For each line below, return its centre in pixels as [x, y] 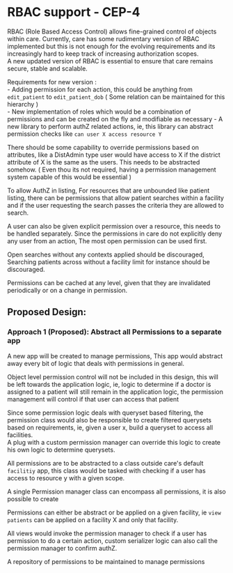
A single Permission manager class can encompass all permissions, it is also [116, 491]
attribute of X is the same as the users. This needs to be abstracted [104, 162]
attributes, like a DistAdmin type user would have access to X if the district [114, 155]
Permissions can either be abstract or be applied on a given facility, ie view [114, 512]
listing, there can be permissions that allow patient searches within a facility [116, 198]
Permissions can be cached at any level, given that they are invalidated [109, 282]
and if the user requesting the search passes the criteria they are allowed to [116, 205]
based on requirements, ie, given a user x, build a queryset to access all [110, 427]
